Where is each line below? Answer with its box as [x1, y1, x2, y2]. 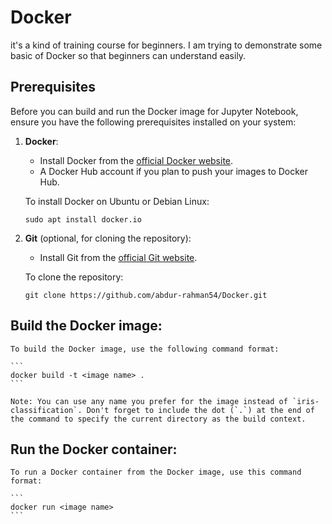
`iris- [292, 396, 320, 406]
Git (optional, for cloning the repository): [24, 232, 192, 244]
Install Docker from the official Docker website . [39, 154, 234, 166]
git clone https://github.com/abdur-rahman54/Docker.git [24, 290, 268, 300]
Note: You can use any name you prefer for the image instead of [10, 396, 288, 406]
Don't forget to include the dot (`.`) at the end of [86, 405, 315, 415]
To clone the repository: [24, 271, 124, 283]
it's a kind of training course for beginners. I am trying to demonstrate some [10, 39, 323, 51]
